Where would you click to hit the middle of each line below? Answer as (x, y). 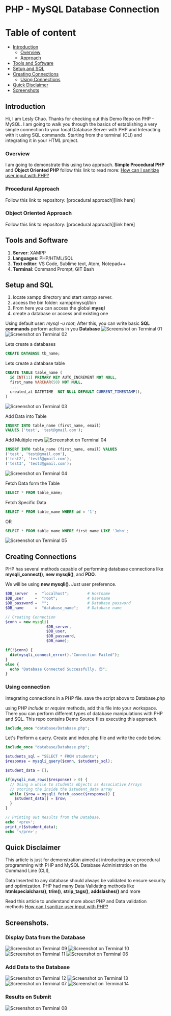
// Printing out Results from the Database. (53, 818)
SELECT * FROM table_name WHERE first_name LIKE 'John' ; (67, 531)
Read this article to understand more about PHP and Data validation (76, 901)
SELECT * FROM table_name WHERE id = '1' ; (51, 512)
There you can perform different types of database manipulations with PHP (84, 713)
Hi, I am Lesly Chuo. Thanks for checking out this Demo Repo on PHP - (80, 119)
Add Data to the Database (38, 967)
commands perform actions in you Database (53, 329)
